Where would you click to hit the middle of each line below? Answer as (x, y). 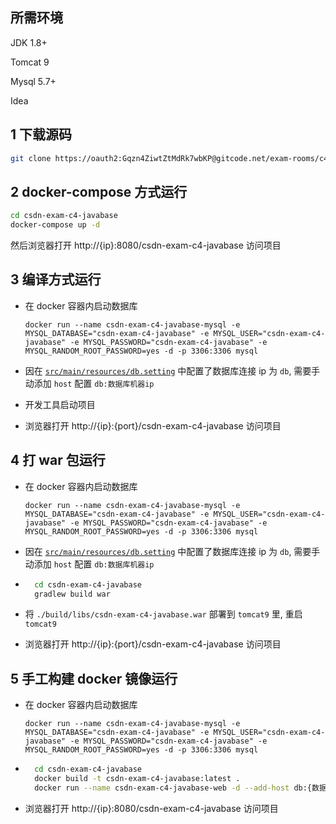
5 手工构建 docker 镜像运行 (94, 678)
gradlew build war (72, 594)
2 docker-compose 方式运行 (99, 191)
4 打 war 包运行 (58, 460)
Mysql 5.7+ (33, 81)
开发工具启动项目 (60, 404)
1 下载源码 (41, 134)
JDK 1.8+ (29, 42)
